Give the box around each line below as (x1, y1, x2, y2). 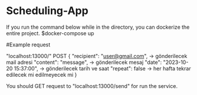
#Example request (6, 41, 51, 48)
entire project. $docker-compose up (6, 29, 94, 36)
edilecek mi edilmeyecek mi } (6, 71, 77, 78)
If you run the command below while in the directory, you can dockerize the (6, 23, 190, 30)
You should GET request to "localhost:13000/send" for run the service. (6, 82, 178, 89)
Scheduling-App (6, 4, 88, 18)
